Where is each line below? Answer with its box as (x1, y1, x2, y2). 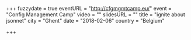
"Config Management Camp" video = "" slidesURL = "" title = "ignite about (6, 11, 186, 18)
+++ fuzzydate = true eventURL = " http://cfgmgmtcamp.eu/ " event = (6, 5, 172, 12)
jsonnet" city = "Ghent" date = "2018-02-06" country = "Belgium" (6, 17, 165, 24)
